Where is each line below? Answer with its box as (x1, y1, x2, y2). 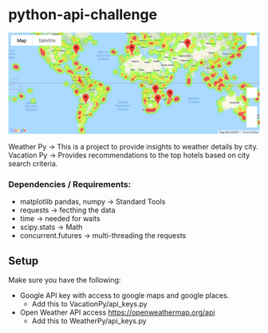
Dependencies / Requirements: (8, 179, 132, 190)
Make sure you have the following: (8, 276, 121, 285)
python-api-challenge (8, 6, 158, 24)
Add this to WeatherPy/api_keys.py (31, 316, 147, 326)
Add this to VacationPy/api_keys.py (31, 299, 148, 309)
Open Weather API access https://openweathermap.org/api (19, 307, 215, 317)
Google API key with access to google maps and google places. (19, 291, 230, 300)
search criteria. (8, 159, 58, 168)
